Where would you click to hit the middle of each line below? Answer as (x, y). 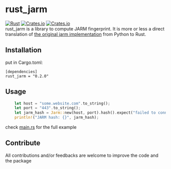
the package (18, 160)
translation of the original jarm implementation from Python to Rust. (76, 34)
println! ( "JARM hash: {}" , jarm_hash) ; (57, 118)
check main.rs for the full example (41, 127)
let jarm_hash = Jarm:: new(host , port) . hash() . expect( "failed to (85, 113)
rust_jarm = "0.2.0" (27, 76)
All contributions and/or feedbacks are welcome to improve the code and (82, 155)
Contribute (23, 143)
